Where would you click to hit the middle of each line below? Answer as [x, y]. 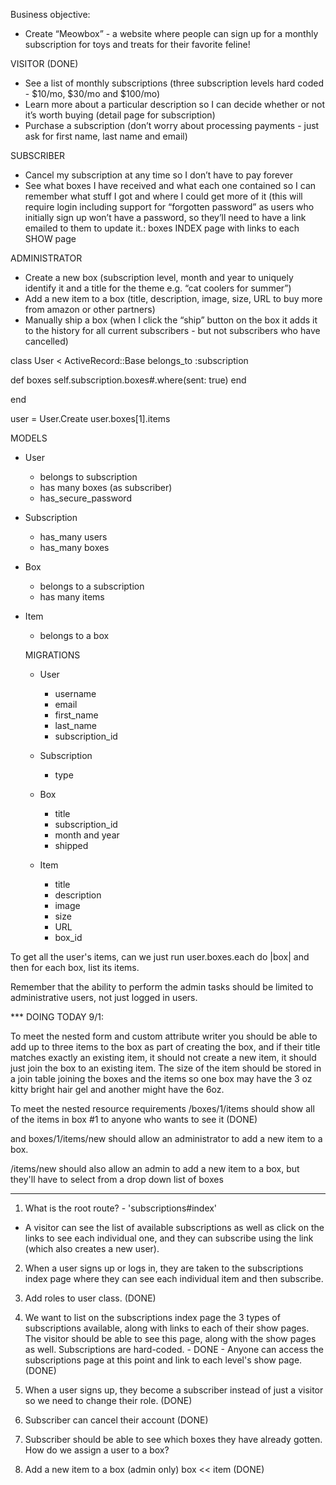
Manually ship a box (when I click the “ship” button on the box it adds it [171, 320]
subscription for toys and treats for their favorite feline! [137, 44]
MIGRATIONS [52, 655]
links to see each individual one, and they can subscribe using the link [169, 1238]
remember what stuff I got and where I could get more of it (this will [163, 196]
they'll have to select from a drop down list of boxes [117, 1179]
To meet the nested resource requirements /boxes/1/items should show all [162, 1108]
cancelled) [46, 341]
